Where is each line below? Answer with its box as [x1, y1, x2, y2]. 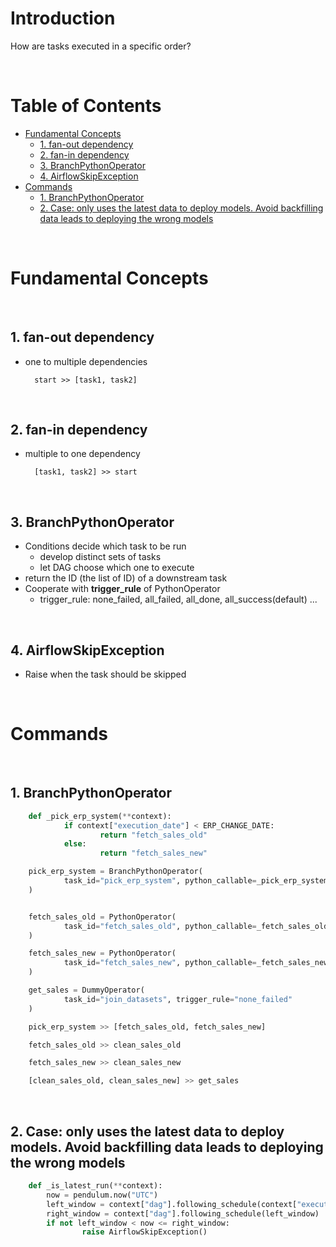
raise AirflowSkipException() [81, 1227, 208, 1237]
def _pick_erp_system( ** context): [28, 811, 172, 821]
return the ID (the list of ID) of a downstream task [24, 572, 228, 584]
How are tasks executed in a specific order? [10, 40, 192, 52]
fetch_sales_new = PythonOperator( [28, 948, 177, 959]
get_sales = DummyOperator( [28, 985, 145, 996]
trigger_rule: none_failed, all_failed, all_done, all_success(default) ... [39, 593, 318, 606]
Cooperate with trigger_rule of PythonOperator [24, 583, 221, 595]
